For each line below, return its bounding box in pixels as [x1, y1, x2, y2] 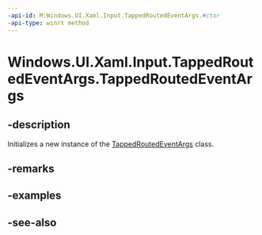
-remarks [7, 161, 55, 175]
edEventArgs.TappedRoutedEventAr [7, 70, 253, 88]
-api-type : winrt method [7, 19, 89, 27]
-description [7, 118, 70, 131]
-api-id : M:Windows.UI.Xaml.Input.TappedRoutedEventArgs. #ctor [7, 11, 221, 20]
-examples [7, 189, 62, 203]
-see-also [7, 215, 57, 229]
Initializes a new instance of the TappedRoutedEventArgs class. [7, 139, 215, 149]
